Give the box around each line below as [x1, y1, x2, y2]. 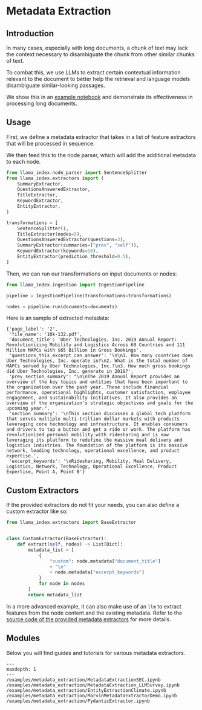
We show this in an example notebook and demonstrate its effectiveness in [6, 94, 193, 100]
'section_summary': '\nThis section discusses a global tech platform [8, 411, 191, 417]
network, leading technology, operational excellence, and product [6, 448, 180, 454]
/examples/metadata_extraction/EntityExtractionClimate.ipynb [6, 687, 166, 693]
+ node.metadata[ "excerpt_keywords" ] [49, 569, 145, 575]
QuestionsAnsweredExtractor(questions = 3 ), [17, 237, 126, 243]
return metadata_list [28, 592, 83, 598]
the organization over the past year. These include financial [6, 384, 169, 390]
